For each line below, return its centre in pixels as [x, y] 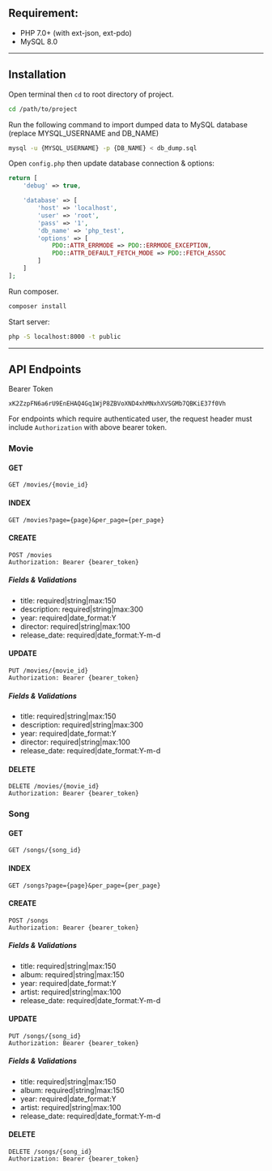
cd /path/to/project [43, 109]
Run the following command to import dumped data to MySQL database [128, 124]
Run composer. [34, 291]
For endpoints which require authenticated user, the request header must [130, 419]
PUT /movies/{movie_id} [49, 671]
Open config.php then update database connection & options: [111, 163]
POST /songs [28, 920]
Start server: [29, 322]
